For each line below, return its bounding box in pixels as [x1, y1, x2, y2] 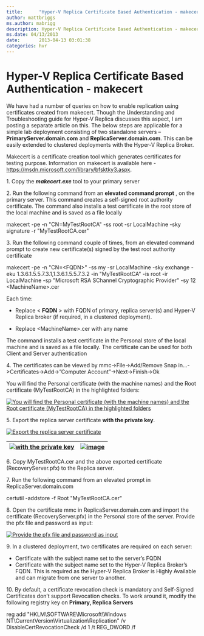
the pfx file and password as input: [6, 519, 93, 526]
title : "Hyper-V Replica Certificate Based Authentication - [6, 9, 178, 15]
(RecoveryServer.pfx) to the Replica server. [6, 464, 114, 472]
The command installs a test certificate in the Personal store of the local [6, 336, 186, 344]
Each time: [6, 295, 33, 302]
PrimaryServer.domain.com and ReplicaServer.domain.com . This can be [6, 135, 193, 142]
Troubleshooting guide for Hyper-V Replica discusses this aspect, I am [6, 115, 183, 122]
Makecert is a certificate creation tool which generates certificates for [6, 153, 181, 160]
